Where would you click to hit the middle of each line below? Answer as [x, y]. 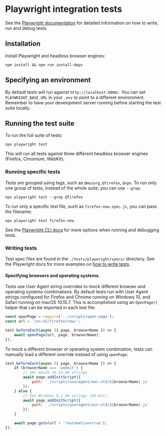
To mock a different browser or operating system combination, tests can [79, 349]
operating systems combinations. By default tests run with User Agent [77, 292]
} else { [23, 391]
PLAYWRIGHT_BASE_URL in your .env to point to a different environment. [75, 97]
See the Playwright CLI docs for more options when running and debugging [82, 230]
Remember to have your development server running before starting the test [83, 102]
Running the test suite [40, 123]
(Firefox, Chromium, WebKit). [35, 159]
